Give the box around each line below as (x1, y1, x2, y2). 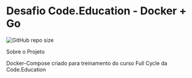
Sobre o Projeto (6, 48, 45, 55)
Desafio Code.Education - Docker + (6, 4, 187, 18)
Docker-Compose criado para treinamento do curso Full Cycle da (6, 60, 168, 67)
